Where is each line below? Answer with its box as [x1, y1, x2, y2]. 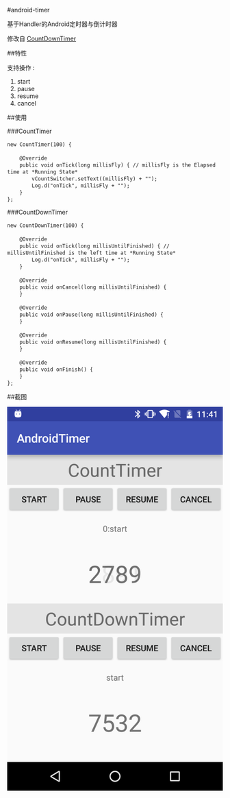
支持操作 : [7, 64, 35, 71]
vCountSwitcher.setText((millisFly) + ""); [31, 176, 157, 182]
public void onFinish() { [19, 366, 94, 373]
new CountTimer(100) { [7, 141, 72, 148]
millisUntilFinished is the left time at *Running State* [7, 250, 176, 256]
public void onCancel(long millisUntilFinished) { [19, 284, 167, 291]
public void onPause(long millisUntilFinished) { [19, 311, 164, 318]
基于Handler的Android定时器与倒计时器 [7, 20, 118, 28]
